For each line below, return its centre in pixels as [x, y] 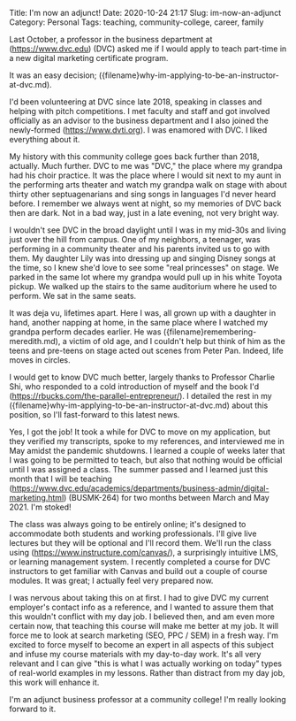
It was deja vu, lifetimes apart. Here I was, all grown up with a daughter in [143, 313]
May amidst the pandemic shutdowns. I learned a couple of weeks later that [147, 451]
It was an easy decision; [53, 75]
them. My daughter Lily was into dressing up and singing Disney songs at [143, 258]
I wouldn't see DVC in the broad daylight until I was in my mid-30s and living [148, 230]
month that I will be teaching [61, 479]
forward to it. [33, 709]
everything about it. [45, 139]
